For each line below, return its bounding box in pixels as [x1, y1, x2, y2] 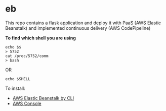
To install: [5, 85, 25, 91]
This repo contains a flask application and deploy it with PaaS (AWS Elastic [5, 20, 161, 26]
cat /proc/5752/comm [5, 53, 49, 59]
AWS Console [12, 100, 41, 106]
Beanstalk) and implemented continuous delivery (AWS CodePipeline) [5, 25, 151, 31]
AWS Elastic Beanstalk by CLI [12, 95, 74, 101]
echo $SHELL [5, 76, 30, 81]
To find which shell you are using [5, 35, 76, 41]
